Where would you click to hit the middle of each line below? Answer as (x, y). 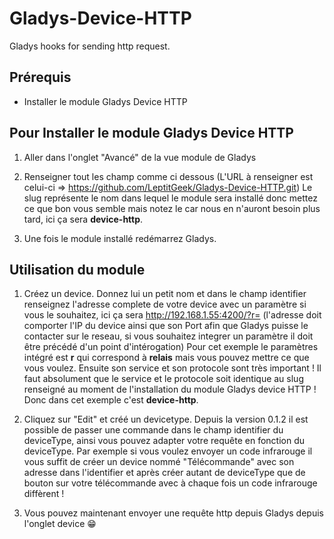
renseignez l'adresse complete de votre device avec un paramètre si (165, 304)
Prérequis (40, 77)
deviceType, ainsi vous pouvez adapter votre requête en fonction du (164, 441)
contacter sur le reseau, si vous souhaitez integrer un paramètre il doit (168, 336)
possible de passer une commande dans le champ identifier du (153, 430)
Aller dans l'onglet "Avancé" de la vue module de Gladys (140, 157)
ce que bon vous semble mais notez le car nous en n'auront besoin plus (172, 208)
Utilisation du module (77, 269)
